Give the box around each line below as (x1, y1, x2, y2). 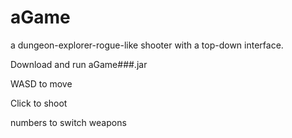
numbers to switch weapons (10, 116, 127, 128)
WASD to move (10, 77, 73, 90)
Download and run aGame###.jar (10, 58, 148, 70)
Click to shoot (10, 97, 68, 109)
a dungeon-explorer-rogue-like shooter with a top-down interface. (10, 39, 284, 51)
